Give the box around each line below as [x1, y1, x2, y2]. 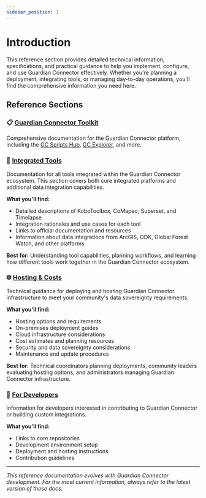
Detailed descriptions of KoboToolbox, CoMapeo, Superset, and [15, 207, 177, 215]
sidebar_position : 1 [6, 9, 59, 15]
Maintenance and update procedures [15, 350, 109, 358]
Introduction [6, 35, 71, 49]
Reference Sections [6, 99, 83, 110]
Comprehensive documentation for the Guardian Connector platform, [6, 134, 181, 142]
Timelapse [15, 213, 42, 221]
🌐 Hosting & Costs [6, 274, 63, 282]
